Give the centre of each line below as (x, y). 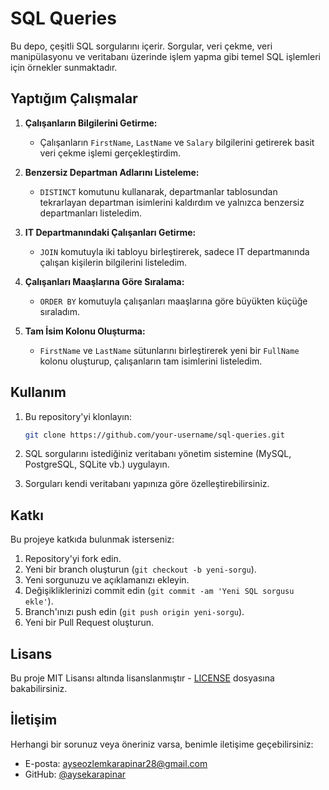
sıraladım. (60, 311)
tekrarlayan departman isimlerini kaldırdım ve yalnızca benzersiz (172, 202)
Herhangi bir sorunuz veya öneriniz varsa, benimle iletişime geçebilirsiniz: (162, 744)
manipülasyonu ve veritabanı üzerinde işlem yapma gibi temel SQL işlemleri (165, 56)
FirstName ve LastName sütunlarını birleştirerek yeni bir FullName (169, 350)
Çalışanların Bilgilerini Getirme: (91, 123)
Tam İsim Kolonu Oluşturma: (85, 331)
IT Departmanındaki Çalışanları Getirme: (110, 232)
